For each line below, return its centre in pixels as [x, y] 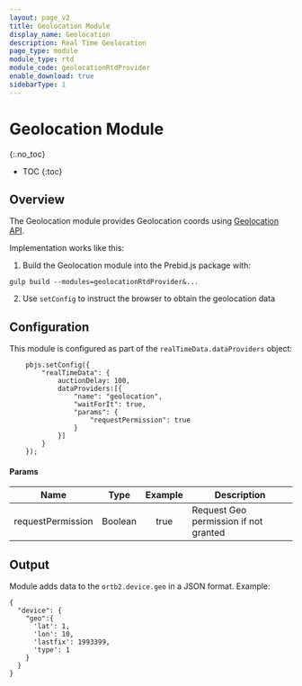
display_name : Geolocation [60, 34]
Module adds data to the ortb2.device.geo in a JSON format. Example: [140, 586]
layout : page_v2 [40, 18]
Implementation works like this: [67, 248]
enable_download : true [52, 76]
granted [209, 533]
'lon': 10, [53, 635]
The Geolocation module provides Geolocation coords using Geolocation [144, 221]
